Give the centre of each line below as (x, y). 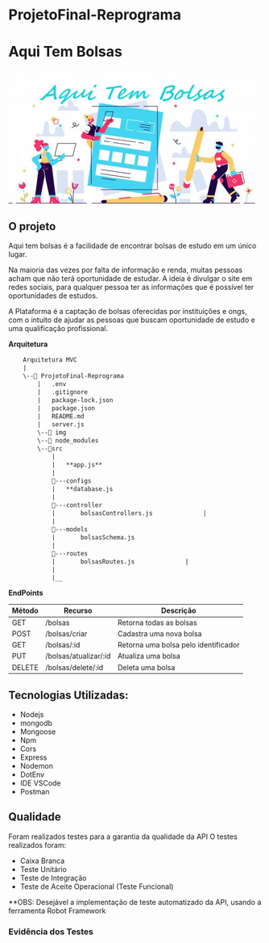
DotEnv (32, 774)
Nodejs (32, 715)
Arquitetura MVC (50, 360)
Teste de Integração (53, 878)
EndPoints (26, 593)
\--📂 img (52, 432)
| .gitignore (63, 392)
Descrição (178, 610)
